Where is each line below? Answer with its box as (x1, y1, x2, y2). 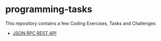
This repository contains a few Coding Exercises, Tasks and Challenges (5, 20, 156, 26)
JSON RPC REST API (12, 30, 57, 36)
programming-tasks (5, 4, 93, 15)
